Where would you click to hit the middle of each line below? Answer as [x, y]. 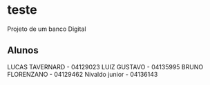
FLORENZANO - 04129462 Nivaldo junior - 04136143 [83, 74]
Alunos [23, 50]
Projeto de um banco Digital [47, 29]
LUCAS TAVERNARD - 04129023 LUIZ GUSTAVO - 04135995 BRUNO [105, 66]
